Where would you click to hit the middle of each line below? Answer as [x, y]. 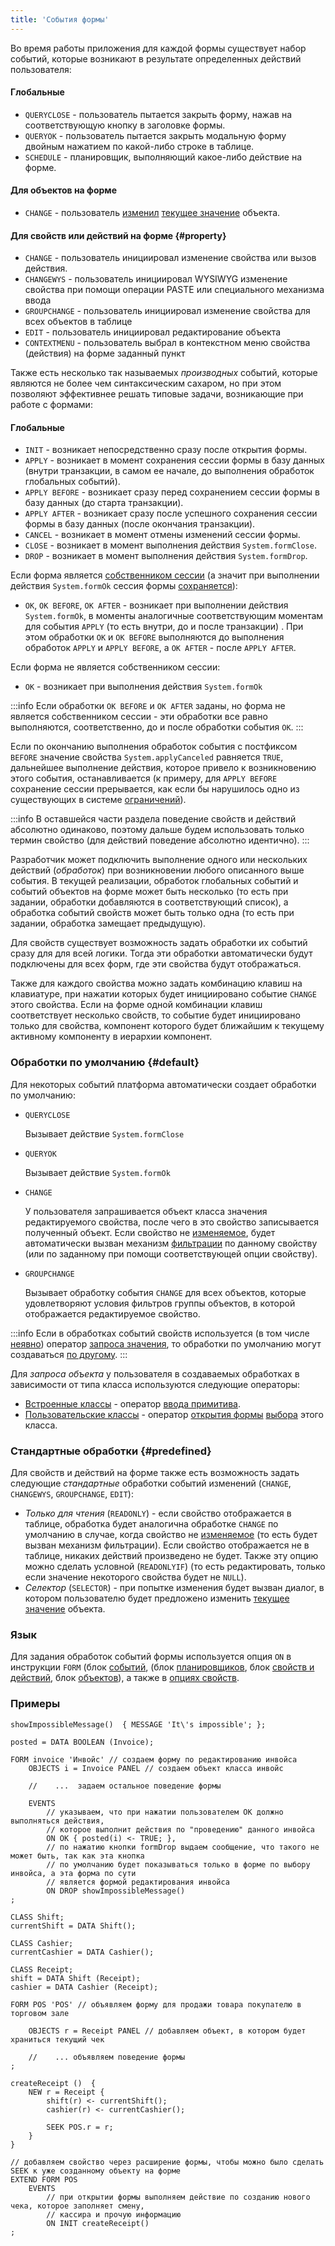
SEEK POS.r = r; [80, 2127]
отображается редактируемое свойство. [112, 1313]
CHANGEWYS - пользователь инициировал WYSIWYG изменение [156, 279]
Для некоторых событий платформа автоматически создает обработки [163, 1084]
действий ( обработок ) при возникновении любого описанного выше [157, 870]
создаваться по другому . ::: [69, 1354]
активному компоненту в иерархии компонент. [111, 1037]
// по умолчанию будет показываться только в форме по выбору [178, 1864]
